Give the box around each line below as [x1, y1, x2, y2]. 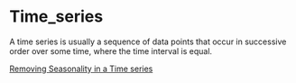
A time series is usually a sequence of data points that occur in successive [9, 36, 287, 47]
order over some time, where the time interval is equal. [9, 45, 213, 56]
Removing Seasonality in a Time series [9, 63, 153, 74]
